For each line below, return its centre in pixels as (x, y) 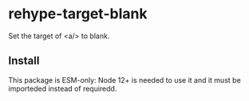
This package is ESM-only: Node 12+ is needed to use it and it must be (125, 80)
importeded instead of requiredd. (63, 88)
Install (24, 61)
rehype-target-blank (78, 14)
